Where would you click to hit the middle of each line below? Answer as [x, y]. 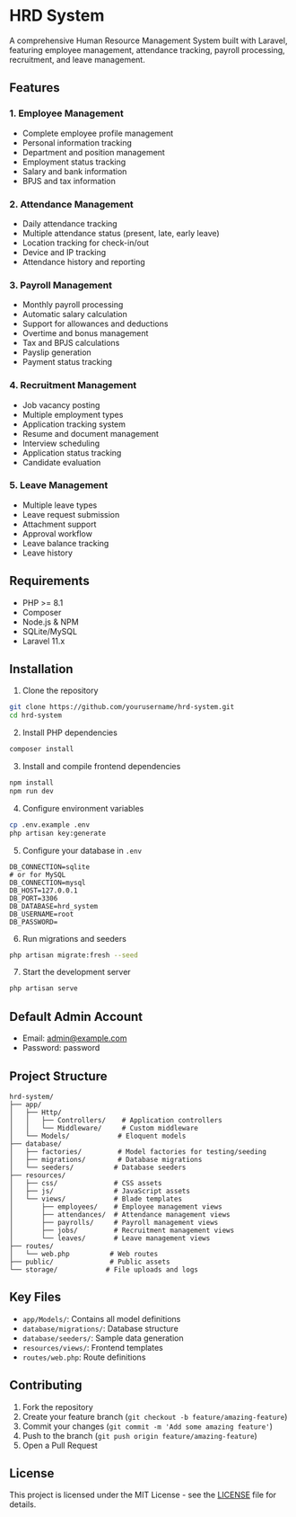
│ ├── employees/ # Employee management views [116, 1207]
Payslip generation [57, 352]
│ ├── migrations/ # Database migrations [106, 1159]
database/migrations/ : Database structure [100, 1328]
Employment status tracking [74, 162]
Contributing [46, 1385]
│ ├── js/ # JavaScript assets [100, 1191]
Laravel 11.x [44, 641]
